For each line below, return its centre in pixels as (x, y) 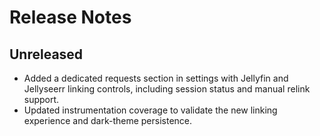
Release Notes (70, 17)
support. (41, 99)
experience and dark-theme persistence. (108, 120)
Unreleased (46, 54)
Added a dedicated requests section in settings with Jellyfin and (156, 78)
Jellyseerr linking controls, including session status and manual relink (167, 89)
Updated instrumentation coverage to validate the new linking (150, 110)
